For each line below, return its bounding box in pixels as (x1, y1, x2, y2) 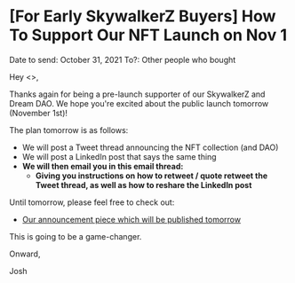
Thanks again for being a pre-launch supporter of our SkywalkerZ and (9, 89, 266, 99)
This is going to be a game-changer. (9, 231, 142, 241)
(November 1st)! (9, 107, 68, 118)
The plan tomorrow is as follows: (9, 124, 129, 135)
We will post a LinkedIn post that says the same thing (21, 151, 217, 161)
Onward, (9, 248, 41, 259)
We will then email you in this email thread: (21, 161, 184, 171)
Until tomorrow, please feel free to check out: (9, 197, 175, 208)
